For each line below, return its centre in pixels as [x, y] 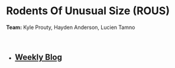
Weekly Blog [38, 57]
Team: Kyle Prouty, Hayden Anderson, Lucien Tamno [71, 27]
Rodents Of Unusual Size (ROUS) [88, 11]
